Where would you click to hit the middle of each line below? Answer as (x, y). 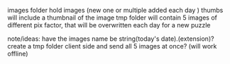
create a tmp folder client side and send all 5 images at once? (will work (112, 46)
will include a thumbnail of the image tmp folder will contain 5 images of (113, 18)
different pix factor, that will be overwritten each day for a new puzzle (109, 25)
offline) (18, 53)
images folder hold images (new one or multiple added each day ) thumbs (115, 10)
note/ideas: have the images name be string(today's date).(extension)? (111, 39)
